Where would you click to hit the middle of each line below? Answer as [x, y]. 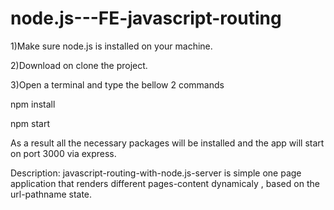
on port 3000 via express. [63, 153]
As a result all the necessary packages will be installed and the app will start [167, 143]
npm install [33, 104]
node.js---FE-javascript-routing [146, 18]
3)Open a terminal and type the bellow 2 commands [117, 84]
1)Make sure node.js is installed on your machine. [111, 46]
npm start [30, 123]
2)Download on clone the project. [79, 65]
